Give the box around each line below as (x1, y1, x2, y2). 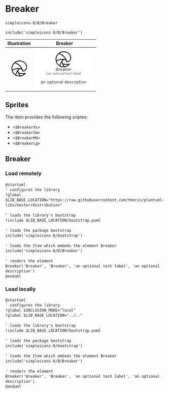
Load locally (5, 285, 36, 292)
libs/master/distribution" (5, 202, 62, 207)
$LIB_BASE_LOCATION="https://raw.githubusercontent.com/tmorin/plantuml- (5, 197, 165, 202)
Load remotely (5, 170, 42, 177)
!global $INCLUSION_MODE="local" (5, 308, 76, 313)
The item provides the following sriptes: (5, 114, 88, 120)
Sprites (5, 100, 29, 109)
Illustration (7, 40, 31, 46)
